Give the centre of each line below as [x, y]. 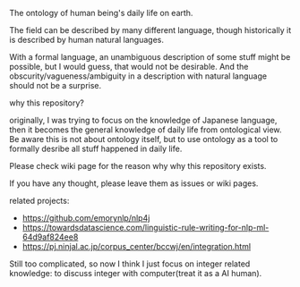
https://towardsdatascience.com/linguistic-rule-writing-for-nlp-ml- [146, 228]
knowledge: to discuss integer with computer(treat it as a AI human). [136, 273]
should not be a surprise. [56, 85]
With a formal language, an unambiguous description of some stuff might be [150, 57]
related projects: [39, 201]
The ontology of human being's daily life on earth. [101, 13]
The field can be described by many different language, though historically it [150, 30]
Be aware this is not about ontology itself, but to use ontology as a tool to [144, 139]
